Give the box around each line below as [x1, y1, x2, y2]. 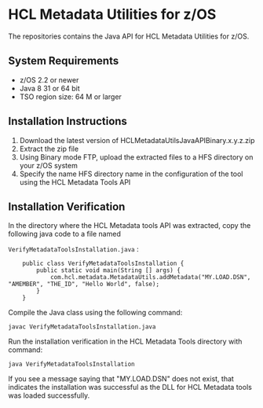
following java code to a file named [8, 230, 122, 239]
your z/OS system [19, 160, 79, 170]
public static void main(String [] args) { [36, 266, 181, 274]
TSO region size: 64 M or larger [19, 92, 122, 101]
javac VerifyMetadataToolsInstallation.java [8, 323, 156, 331]
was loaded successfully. [8, 391, 90, 400]
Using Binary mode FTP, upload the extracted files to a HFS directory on [19, 152, 254, 162]
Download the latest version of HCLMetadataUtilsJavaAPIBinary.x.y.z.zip [19, 135, 255, 145]
